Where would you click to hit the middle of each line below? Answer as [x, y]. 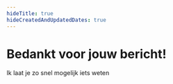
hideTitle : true [30, 13]
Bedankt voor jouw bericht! [87, 54]
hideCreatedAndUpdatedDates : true [57, 20]
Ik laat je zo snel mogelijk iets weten [58, 73]
